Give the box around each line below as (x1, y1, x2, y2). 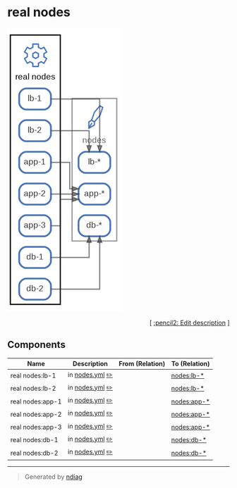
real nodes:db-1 (10, 436, 59, 444)
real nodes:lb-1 (10, 371, 56, 380)
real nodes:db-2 (10, 449, 59, 457)
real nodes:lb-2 (10, 384, 56, 393)
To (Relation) (171, 360, 210, 368)
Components (7, 339, 66, 351)
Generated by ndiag (24, 473, 83, 481)
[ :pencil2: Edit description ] (149, 318, 230, 327)
